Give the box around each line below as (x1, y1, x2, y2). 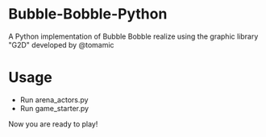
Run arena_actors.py (19, 94, 89, 105)
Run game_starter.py (19, 103, 89, 113)
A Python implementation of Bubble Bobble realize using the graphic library (8, 31, 259, 41)
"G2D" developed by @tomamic (8, 39, 114, 49)
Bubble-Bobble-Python (8, 5, 168, 23)
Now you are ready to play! (8, 118, 98, 129)
